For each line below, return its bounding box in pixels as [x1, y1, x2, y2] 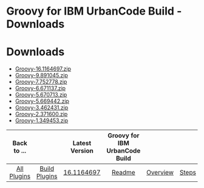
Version [70, 147, 94, 155]
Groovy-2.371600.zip [15, 111, 68, 118]
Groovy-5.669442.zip [15, 97, 70, 105]
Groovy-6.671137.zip [15, 85, 66, 92]
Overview [146, 169, 174, 177]
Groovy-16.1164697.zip [15, 65, 72, 72]
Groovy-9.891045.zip [15, 72, 69, 79]
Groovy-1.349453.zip [15, 117, 69, 124]
